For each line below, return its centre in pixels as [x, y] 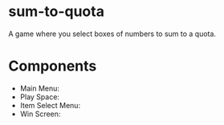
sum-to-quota [56, 12]
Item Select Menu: [50, 105]
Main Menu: [40, 88]
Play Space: [40, 97]
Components [53, 66]
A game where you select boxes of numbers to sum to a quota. [112, 34]
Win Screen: [40, 114]
